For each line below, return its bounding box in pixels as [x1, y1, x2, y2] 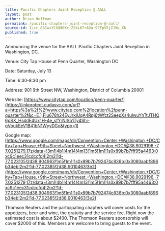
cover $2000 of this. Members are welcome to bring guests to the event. [5, 220, 152, 226]
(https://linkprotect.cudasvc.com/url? [5, 102, 81, 107]
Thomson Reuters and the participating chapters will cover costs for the [5, 205, 151, 210]
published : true [5, 30, 38, 35]
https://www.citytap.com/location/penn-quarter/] [25, 97, 125, 102]
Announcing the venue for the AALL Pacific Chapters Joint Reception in [5, 44, 150, 49]
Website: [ [5, 97, 26, 102]
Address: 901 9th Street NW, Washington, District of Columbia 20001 [5, 87, 144, 93]
